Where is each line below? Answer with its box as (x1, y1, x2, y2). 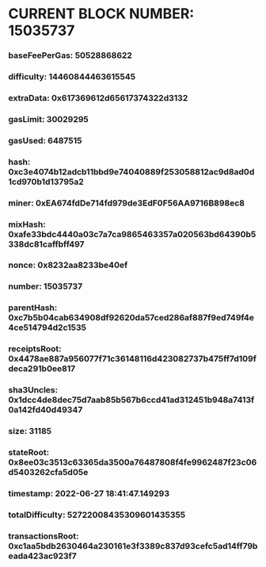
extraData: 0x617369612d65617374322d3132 (8, 92, 188, 103)
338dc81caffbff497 (8, 239, 85, 250)
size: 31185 (8, 426, 52, 437)
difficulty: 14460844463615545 (8, 71, 136, 82)
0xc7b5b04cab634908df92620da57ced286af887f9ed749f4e (8, 312, 255, 324)
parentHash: (8, 302, 58, 313)
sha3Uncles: (8, 385, 58, 396)
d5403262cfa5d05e (8, 467, 89, 478)
